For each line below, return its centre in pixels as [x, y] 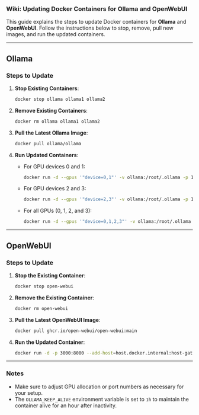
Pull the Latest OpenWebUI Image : [57, 320]
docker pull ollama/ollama [48, 143]
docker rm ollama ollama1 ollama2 [57, 121]
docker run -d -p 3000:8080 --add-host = [65, 353]
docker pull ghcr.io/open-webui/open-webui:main [76, 331]
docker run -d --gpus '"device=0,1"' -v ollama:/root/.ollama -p [106, 177]
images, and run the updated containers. [56, 34]
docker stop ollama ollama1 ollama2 [60, 99]
